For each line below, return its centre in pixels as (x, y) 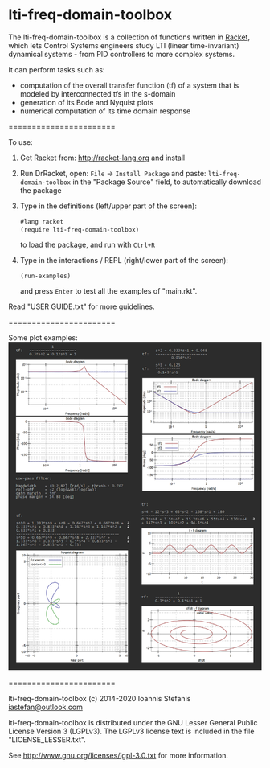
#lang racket (42, 222)
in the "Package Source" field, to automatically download (167, 182)
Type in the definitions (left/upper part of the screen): (108, 206)
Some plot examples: (43, 337)
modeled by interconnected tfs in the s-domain (98, 93)
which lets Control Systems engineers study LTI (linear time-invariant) (124, 45)
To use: (21, 142)
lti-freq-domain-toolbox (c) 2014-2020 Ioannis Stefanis (100, 699)
